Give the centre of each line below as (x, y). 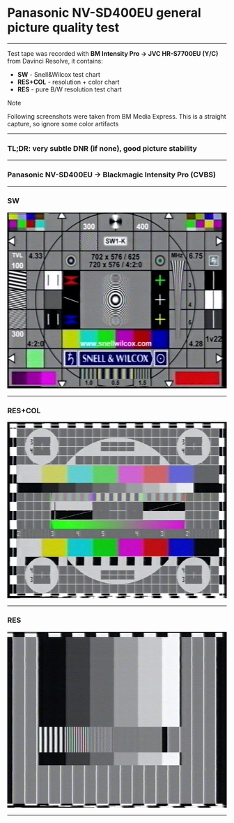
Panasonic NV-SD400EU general (104, 13)
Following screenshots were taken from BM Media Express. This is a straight (117, 116)
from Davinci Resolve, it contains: (55, 61)
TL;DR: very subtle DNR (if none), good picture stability (102, 148)
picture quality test (63, 28)
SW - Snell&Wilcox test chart (59, 74)
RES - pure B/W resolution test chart (69, 89)
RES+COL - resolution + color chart (68, 82)
